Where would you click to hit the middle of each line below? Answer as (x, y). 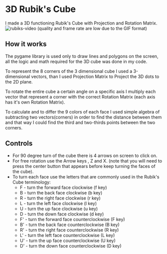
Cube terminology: (31, 182)
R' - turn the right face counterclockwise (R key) (69, 230)
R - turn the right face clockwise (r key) (60, 198)
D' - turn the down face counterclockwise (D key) (71, 245)
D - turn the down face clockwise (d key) (62, 214)
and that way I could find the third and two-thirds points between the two (80, 122)
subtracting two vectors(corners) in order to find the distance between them (83, 117)
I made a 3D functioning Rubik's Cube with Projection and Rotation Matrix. (81, 23)
